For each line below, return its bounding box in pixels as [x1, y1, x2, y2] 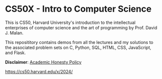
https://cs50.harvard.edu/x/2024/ [5, 68, 73, 74]
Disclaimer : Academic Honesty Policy [5, 59, 82, 65]
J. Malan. [5, 30, 23, 36]
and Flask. [5, 50, 26, 56]
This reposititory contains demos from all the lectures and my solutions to [5, 39, 154, 45]
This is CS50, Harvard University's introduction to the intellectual [5, 20, 136, 25]
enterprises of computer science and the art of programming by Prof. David [5, 24, 158, 30]
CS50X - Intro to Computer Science [5, 3, 152, 15]
